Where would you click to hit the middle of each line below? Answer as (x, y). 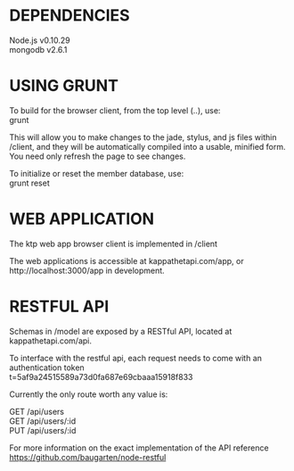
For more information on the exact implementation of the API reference (139, 448)
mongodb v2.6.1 (38, 49)
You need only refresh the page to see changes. (98, 156)
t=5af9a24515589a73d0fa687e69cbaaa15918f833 (101, 376)
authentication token (47, 368)
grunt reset (30, 183)
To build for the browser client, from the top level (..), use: (115, 110)
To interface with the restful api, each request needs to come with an (136, 358)
